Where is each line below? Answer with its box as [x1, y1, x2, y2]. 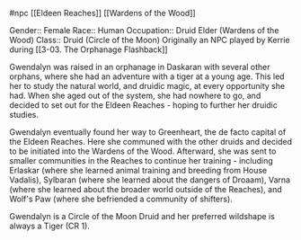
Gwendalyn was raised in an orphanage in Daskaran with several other [9, 62, 271, 72]
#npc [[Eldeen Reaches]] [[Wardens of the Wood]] [9, 8, 196, 18]
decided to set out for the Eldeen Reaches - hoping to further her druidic [9, 100, 279, 111]
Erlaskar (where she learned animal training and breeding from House [9, 165, 268, 175]
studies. [9, 110, 39, 120]
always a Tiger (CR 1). [9, 220, 90, 231]
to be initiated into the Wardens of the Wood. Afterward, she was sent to [9, 146, 277, 156]
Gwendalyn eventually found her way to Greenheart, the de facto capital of [9, 127, 287, 138]
